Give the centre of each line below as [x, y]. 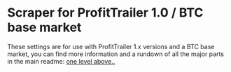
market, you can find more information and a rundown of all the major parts [115, 54]
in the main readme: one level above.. [61, 61]
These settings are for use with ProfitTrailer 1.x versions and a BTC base [111, 46]
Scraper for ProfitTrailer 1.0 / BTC [105, 13]
